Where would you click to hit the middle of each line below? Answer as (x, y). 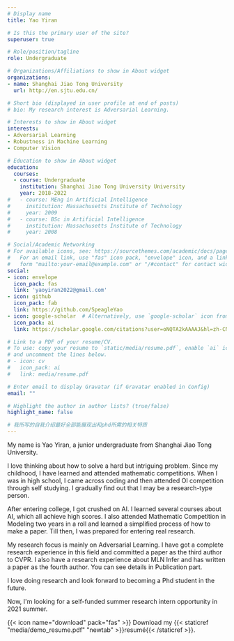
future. (17, 588)
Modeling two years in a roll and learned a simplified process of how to (109, 524)
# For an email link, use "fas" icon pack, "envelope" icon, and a (110, 258)
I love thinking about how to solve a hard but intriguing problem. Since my (113, 466)
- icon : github (29, 297)
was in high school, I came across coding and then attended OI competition (116, 480)
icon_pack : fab (36, 303)
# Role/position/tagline (43, 52)
